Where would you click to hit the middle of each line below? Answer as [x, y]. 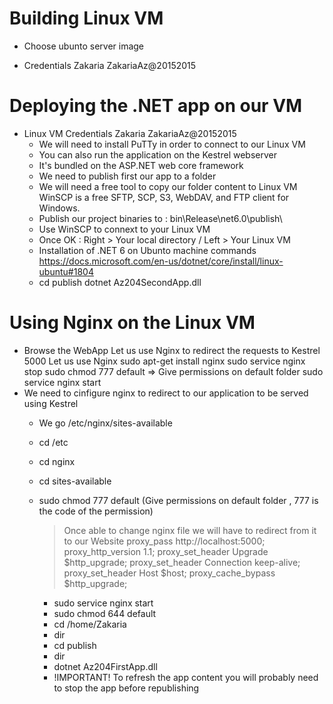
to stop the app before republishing [126, 688]
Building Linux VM [86, 18]
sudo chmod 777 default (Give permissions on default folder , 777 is [178, 500]
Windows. [59, 208]
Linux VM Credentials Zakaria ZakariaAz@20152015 [130, 133]
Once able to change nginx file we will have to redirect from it [190, 530]
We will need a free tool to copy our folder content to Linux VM [168, 186]
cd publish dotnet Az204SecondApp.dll [120, 282]
